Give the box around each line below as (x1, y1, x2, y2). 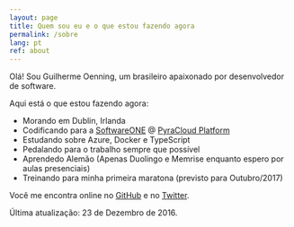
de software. (9, 81, 57, 92)
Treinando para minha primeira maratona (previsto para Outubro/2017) (22, 172, 283, 184)
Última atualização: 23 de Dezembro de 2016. (9, 207, 178, 218)
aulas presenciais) (22, 163, 91, 174)
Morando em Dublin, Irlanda (22, 116, 126, 127)
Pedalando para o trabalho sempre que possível (22, 144, 200, 155)
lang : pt (9, 38, 42, 48)
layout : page (9, 13, 58, 22)
